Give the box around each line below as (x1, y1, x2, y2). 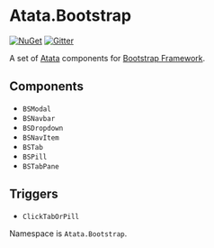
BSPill (22, 152, 48, 161)
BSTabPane (22, 161, 60, 171)
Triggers (9, 187, 58, 202)
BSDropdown (22, 124, 64, 133)
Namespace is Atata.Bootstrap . (9, 227, 128, 239)
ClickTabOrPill (22, 212, 80, 221)
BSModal (22, 105, 51, 114)
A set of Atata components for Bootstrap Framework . (9, 52, 205, 63)
